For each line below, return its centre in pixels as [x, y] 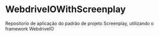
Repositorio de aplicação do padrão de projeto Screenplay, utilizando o [80, 23]
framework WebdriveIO [30, 28]
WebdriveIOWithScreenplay [66, 9]
